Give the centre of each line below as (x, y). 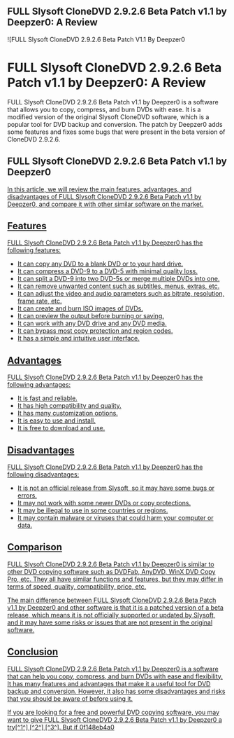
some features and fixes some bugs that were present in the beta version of (116, 132)
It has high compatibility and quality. (70, 406)
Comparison (35, 547)
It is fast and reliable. (47, 398)
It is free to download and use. (61, 428)
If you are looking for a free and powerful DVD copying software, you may (114, 712)
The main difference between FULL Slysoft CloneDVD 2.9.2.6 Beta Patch (112, 600)
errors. (27, 496)
